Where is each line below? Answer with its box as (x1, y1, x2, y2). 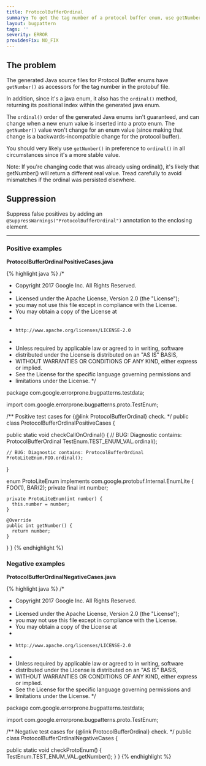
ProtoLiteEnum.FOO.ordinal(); (6, 455, 84, 461)
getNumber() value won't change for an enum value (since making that (6, 126, 183, 134)
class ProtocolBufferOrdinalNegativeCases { (6, 735, 118, 742)
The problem (6, 60, 56, 70)
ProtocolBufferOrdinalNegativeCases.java (6, 574, 116, 581)
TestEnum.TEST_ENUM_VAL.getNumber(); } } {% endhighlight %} (6, 753, 172, 760)
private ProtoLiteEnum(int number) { (6, 496, 103, 502)
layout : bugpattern (6, 20, 56, 26)
